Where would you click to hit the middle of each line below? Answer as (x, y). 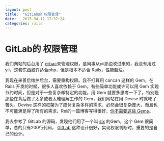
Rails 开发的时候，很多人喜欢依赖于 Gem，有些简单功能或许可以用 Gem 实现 (82, 86)
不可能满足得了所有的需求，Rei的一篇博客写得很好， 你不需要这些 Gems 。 (79, 111)
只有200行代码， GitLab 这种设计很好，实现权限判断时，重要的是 (88, 128)
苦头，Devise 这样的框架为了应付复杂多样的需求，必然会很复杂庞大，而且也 (82, 105)
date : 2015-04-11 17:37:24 (35, 19)
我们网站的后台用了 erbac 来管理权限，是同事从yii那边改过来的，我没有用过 (81, 64)
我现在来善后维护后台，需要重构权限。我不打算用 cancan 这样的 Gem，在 (79, 80)
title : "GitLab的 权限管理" (33, 14)
